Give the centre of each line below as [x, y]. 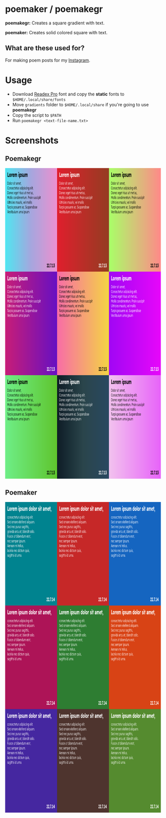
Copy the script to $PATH [37, 115]
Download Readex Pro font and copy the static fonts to [68, 94]
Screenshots [32, 140]
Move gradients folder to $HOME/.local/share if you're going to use [81, 104]
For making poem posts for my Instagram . [48, 60]
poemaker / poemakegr [54, 9]
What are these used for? [45, 48]
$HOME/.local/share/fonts [39, 100]
